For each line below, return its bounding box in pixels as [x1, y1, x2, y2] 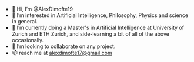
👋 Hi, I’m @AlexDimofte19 [11, 6, 73, 12]
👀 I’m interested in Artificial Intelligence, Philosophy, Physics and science [11, 12, 189, 19]
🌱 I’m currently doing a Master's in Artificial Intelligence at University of [11, 24, 184, 31]
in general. [11, 18, 38, 25]
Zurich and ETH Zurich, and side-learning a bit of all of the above [11, 30, 169, 37]
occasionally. [11, 37, 44, 43]
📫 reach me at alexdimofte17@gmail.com [11, 50, 113, 56]
